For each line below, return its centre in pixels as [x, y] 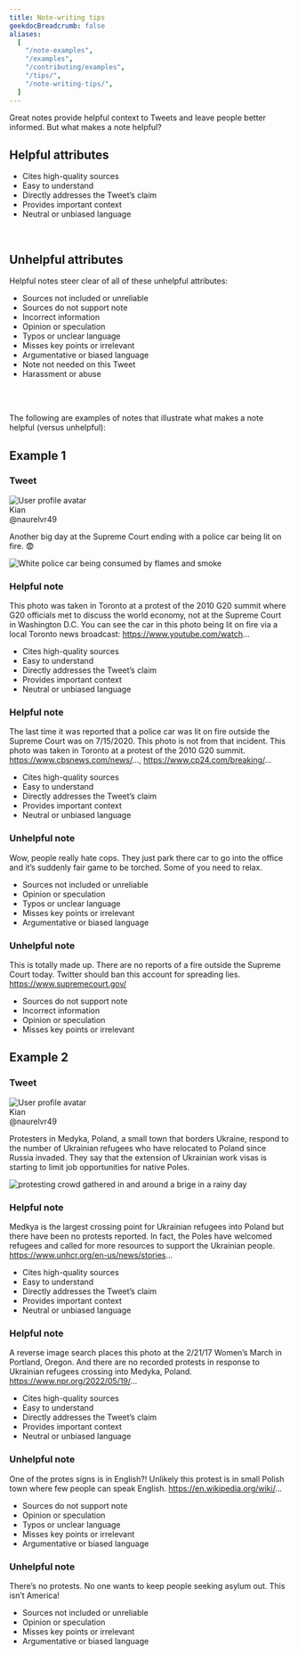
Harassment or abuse [62, 374]
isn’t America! [35, 1595]
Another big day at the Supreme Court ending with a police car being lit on [145, 537]
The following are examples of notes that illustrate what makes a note [137, 418]
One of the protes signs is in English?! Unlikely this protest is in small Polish [147, 1479]
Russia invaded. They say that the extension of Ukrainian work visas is [138, 1157]
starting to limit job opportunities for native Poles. [99, 1167]
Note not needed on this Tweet [79, 365]
